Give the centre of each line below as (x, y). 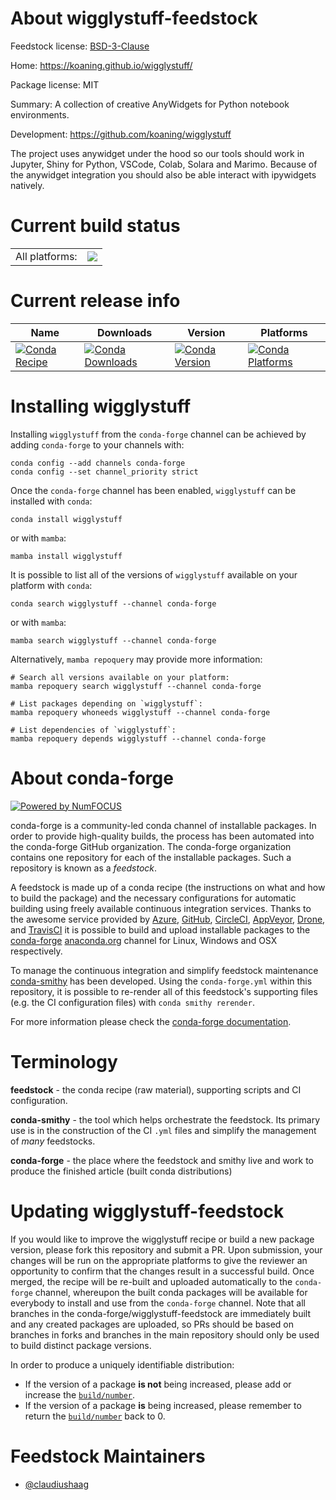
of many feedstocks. (53, 1141)
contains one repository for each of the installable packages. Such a (151, 857)
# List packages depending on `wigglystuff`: (106, 703)
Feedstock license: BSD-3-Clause (80, 46)
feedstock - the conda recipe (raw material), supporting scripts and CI (156, 1089)
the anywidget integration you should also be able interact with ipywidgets (163, 174)
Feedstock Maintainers (108, 1456)
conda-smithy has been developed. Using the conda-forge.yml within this (161, 981)
